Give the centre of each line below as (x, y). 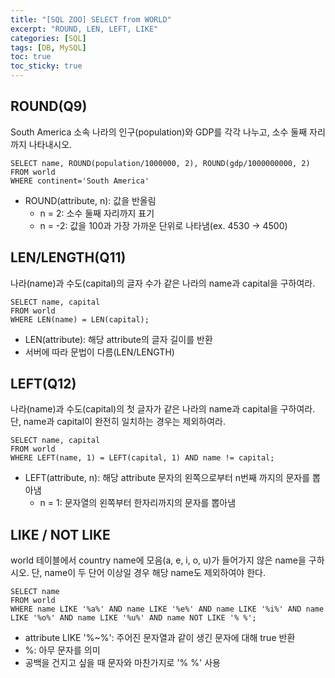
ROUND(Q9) (49, 106)
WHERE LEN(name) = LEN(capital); (80, 319)
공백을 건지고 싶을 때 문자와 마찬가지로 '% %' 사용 (122, 663)
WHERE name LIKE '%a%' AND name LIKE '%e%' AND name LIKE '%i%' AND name (167, 609)
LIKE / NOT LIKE (60, 534)
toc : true (31, 57)
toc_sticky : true (46, 66)
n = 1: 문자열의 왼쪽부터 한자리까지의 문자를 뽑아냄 (138, 503)
